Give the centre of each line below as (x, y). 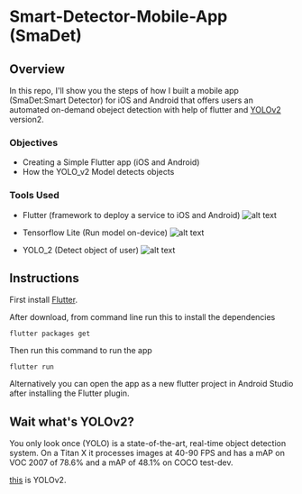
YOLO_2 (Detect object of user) (81, 250)
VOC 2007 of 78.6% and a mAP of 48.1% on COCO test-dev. (121, 462)
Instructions (44, 278)
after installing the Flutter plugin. (69, 393)
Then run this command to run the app (81, 351)
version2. (27, 119)
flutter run (32, 367)
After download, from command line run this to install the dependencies (142, 317)
